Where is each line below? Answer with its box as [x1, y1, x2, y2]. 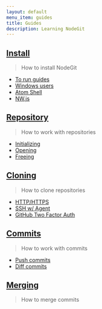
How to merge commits [21, 296, 80, 304]
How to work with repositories [21, 128, 96, 136]
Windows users [14, 82, 54, 89]
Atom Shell [14, 89, 42, 96]
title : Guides [6, 20, 42, 26]
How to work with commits [21, 244, 88, 252]
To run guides [14, 76, 50, 83]
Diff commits [14, 263, 47, 270]
